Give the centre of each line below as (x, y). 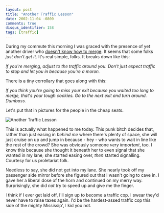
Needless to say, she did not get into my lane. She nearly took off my (75, 170)
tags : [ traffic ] (22, 32)
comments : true (21, 23)
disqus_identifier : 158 (30, 28)
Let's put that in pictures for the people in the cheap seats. (65, 110)
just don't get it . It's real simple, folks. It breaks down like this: (68, 57)
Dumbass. (16, 101)
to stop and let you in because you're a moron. (53, 71)
